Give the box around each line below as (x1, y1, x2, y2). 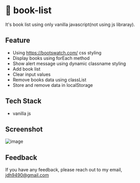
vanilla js (12, 110, 31, 116)
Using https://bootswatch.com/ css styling (12, 49, 101, 55)
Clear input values (12, 71, 51, 77)
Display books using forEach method (12, 55, 90, 61)
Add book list (12, 66, 41, 72)
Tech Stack (5, 97, 42, 106)
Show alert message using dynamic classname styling (12, 60, 126, 67)
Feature (5, 36, 30, 45)
